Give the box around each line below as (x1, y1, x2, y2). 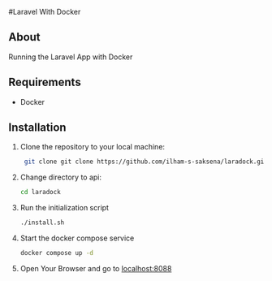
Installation (8, 121, 67, 135)
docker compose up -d (19, 249, 93, 257)
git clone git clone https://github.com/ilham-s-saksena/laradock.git (24, 158, 268, 166)
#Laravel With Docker (8, 7, 81, 16)
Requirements (8, 76, 81, 89)
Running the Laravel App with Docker (8, 52, 133, 62)
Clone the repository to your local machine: (19, 142, 165, 152)
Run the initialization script (19, 203, 110, 213)
